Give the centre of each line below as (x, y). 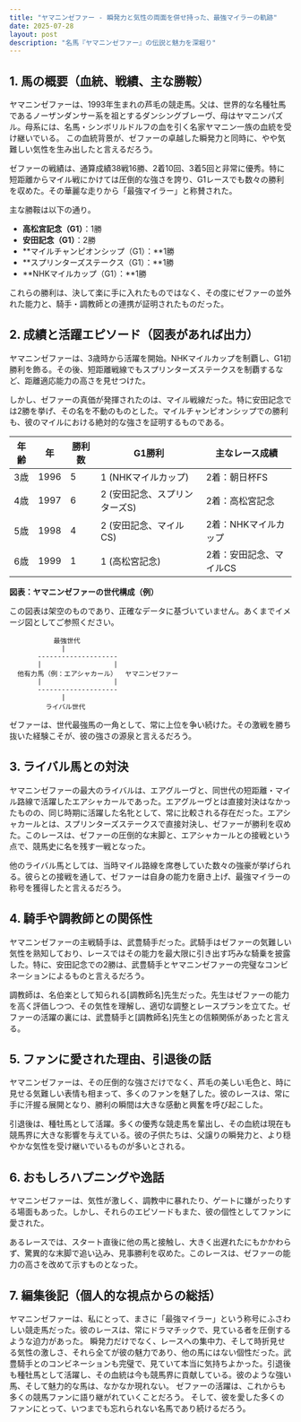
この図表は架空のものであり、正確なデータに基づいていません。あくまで (142, 611)
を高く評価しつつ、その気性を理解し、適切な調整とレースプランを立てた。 (146, 1006)
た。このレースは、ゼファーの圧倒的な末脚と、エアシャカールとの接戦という (150, 835)
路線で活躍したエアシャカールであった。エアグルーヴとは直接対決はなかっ (154, 801)
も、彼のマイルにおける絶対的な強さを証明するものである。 (119, 421)
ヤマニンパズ (260, 116)
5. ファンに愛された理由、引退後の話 (110, 1059)
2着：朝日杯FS (237, 477)
